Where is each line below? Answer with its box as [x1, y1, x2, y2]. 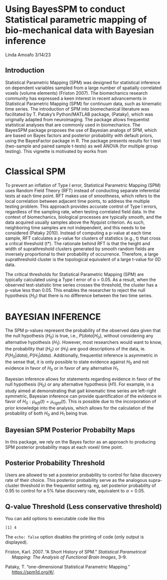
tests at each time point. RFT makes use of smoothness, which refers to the [5, 193, 161, 199]
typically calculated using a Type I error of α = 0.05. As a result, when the [5, 277, 156, 283]
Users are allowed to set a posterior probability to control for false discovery [5, 472, 162, 478]
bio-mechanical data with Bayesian [5, 25, 155, 36]
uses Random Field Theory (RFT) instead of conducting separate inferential [5, 187, 160, 193]
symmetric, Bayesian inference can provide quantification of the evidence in [5, 393, 162, 399]
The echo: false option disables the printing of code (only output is [5, 534, 144, 540]
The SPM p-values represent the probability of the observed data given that [5, 327, 161, 333]
